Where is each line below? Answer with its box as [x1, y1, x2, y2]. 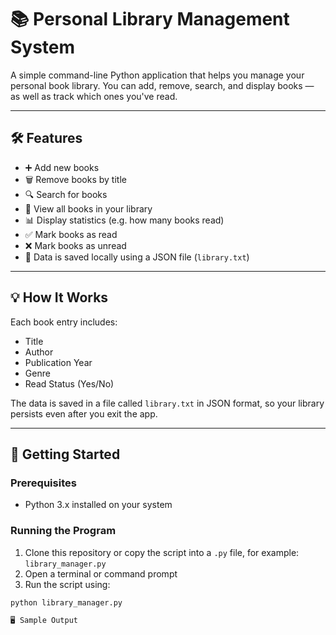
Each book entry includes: [10, 316, 118, 328]
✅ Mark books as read [24, 228, 118, 240]
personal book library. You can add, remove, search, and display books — [10, 79, 315, 91]
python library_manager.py [10, 597, 123, 608]
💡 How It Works [10, 289, 109, 306]
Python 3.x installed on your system [24, 499, 173, 511]
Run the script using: [24, 578, 111, 590]
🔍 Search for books [24, 188, 108, 200]
